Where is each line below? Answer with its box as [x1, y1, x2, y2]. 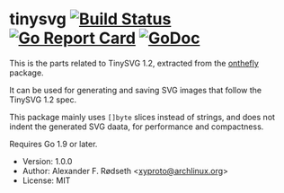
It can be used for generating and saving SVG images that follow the [9, 84, 262, 95]
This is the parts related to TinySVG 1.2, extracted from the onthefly [9, 57, 259, 68]
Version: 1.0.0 [22, 155, 73, 166]
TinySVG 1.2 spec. [9, 94, 77, 105]
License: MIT [22, 175, 71, 186]
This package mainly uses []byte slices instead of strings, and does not [9, 111, 276, 122]
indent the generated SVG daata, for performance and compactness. [9, 121, 264, 132]
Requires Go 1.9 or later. [9, 138, 98, 149]
